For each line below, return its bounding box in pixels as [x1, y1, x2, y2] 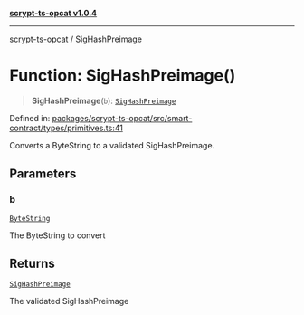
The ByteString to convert [9, 230, 106, 241]
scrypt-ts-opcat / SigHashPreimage [9, 33, 143, 44]
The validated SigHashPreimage [9, 296, 129, 307]
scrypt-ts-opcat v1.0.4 [9, 8, 98, 18]
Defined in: [9, 112, 51, 123]
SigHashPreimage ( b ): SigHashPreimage [31, 95, 176, 106]
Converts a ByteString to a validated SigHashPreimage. [9, 139, 215, 150]
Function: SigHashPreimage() [9, 65, 236, 86]
